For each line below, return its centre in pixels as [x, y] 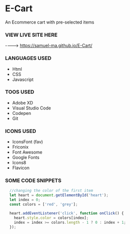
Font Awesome [27, 152]
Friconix [20, 147]
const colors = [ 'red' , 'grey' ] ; [44, 205]
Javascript [23, 79]
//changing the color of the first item [51, 191]
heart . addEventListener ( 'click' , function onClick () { [67, 213]
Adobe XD [23, 103]
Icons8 [19, 163]
